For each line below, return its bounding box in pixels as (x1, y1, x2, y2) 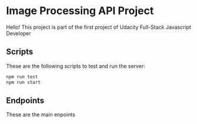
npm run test (6, 73, 38, 80)
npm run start (6, 79, 41, 85)
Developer (6, 29, 31, 36)
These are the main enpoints (6, 111, 75, 118)
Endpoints (6, 95, 45, 105)
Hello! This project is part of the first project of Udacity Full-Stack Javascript (6, 24, 191, 31)
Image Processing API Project (6, 4, 154, 18)
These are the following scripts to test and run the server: (6, 62, 145, 69)
